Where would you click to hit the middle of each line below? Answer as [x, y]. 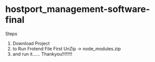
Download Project [31, 43]
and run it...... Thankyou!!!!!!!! [42, 54]
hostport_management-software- [78, 9]
